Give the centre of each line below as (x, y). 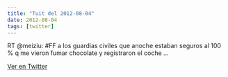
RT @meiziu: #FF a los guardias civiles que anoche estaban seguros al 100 (114, 46)
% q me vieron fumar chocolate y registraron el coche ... (88, 53)
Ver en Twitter (27, 67)
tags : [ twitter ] (31, 26)
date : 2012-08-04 (32, 20)
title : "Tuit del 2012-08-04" (51, 13)
